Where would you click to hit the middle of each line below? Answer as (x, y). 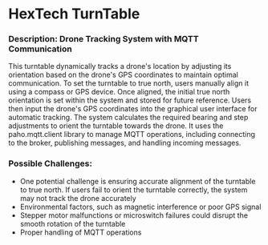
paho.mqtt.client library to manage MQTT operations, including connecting (132, 135)
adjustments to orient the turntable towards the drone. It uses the (116, 126)
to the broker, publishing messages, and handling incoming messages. (125, 143)
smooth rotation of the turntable (73, 223)
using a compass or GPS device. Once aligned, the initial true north (119, 92)
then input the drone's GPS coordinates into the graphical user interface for (133, 109)
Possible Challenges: (50, 163)
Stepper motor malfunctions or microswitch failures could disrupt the (134, 215)
